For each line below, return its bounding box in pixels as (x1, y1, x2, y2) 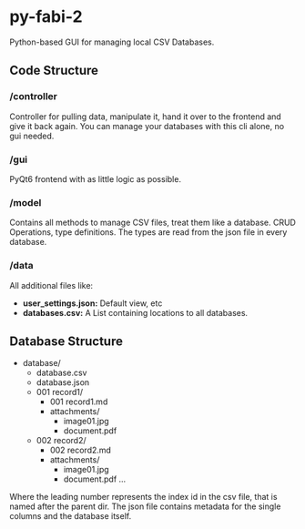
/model (9, 196, 42, 209)
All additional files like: (9, 280, 94, 290)
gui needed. (9, 130, 55, 141)
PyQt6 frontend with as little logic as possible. (9, 173, 182, 184)
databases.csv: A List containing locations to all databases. (22, 307, 249, 318)
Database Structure (9, 333, 123, 349)
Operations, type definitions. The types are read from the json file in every (9, 227, 288, 238)
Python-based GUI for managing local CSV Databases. (9, 36, 215, 47)
